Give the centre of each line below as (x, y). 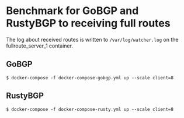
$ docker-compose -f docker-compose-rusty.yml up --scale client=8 (90, 109)
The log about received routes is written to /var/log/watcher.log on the (92, 39)
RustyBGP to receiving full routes (88, 23)
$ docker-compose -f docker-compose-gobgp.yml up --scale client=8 (90, 77)
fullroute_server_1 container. (39, 46)
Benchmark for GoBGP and (72, 11)
